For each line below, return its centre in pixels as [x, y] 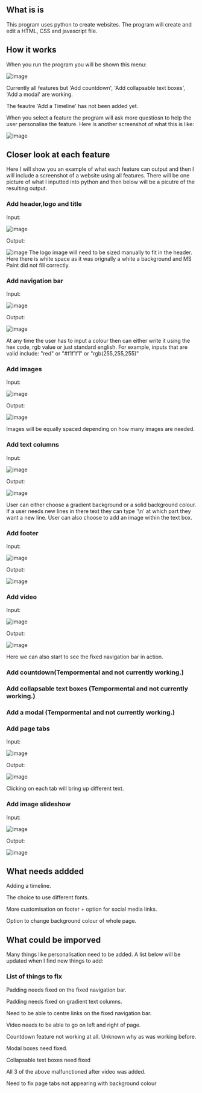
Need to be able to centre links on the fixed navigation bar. [79, 1013]
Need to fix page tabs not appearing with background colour [81, 1083]
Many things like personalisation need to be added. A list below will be [93, 954]
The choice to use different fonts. [48, 897]
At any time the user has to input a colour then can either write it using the [98, 341]
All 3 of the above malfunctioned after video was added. [76, 1071]
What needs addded [45, 871]
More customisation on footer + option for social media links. [82, 909]
